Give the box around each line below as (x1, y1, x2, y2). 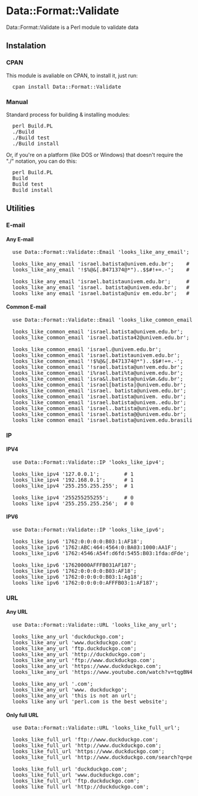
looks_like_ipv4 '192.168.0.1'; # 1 (12, 476, 134, 483)
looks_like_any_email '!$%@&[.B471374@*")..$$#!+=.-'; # (12, 267, 190, 273)
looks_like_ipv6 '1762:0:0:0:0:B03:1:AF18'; (12, 538, 143, 545)
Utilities (6, 204, 35, 214)
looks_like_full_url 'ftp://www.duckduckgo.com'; (12, 736, 159, 743)
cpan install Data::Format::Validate (12, 83, 121, 90)
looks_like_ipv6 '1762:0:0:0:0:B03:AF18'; (12, 568, 137, 574)
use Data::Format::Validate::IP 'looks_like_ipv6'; (12, 526, 165, 533)
